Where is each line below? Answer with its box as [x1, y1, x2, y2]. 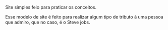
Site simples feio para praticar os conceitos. [5, 4, 97, 10]
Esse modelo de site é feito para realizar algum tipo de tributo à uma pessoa [5, 14, 163, 19]
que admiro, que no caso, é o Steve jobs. [5, 19, 90, 25]
